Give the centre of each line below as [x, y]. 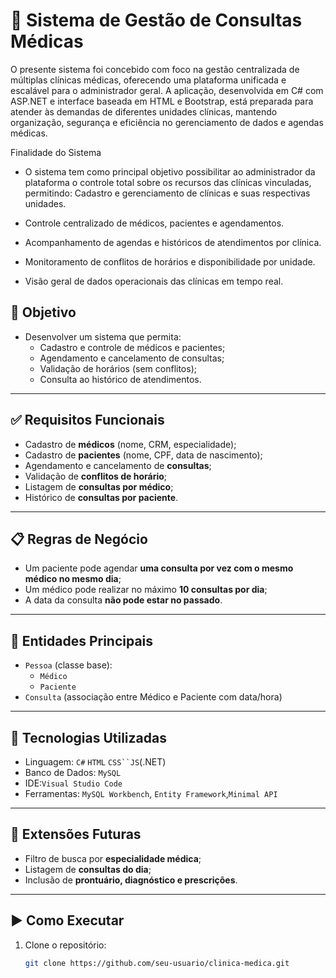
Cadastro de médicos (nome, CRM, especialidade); [130, 444]
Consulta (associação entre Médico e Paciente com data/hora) [153, 697]
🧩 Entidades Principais [82, 640]
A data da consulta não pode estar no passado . [123, 600]
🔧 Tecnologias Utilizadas [88, 737]
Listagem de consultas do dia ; [88, 869]
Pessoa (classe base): [68, 665]
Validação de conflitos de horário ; [96, 476]
